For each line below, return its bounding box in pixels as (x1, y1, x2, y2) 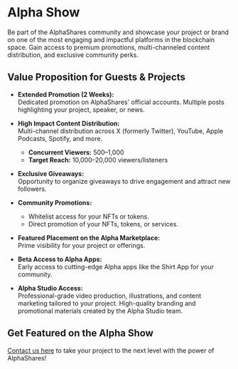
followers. (17, 184, 47, 193)
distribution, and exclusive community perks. (7, 51, 139, 59)
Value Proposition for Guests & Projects (7, 71, 186, 83)
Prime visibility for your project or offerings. (17, 241, 146, 249)
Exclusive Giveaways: (17, 169, 85, 178)
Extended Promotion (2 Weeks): (17, 90, 114, 98)
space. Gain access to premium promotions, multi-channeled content (7, 43, 210, 51)
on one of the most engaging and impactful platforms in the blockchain (7, 35, 215, 43)
